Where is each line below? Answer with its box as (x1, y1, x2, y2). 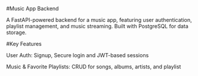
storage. (6, 29, 27, 36)
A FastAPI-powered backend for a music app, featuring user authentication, (6, 16, 192, 23)
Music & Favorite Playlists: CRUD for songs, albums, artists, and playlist (6, 63, 181, 70)
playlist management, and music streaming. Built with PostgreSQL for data (6, 23, 189, 29)
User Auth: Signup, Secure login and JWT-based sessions (6, 52, 149, 58)
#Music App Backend (6, 5, 59, 12)
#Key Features (6, 41, 42, 47)
